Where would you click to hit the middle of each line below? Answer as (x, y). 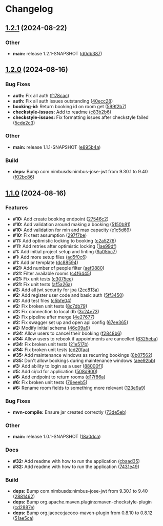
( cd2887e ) (24, 508)
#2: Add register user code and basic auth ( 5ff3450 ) (68, 295)
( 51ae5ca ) (23, 518)
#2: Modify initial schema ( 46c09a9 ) (52, 328)
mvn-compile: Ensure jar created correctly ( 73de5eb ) (70, 412)
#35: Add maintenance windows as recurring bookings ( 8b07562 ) (83, 355)
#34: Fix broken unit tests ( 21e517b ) (51, 344)
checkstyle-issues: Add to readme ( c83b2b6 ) (62, 112)
